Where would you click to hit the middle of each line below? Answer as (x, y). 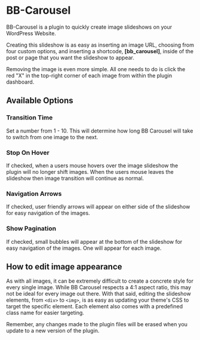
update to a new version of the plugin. (53, 331)
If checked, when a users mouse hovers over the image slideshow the (92, 166)
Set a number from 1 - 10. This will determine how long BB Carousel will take (100, 131)
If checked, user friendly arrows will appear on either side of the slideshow (98, 207)
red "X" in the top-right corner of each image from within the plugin (89, 75)
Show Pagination (31, 229)
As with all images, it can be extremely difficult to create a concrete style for (100, 281)
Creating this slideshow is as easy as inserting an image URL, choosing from (100, 45)
